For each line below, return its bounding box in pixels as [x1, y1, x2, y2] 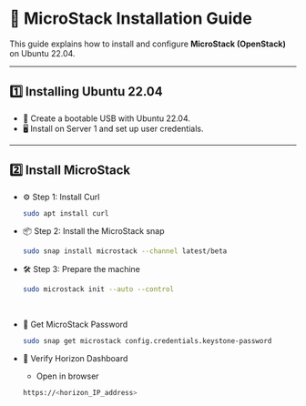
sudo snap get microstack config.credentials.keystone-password [22, 337, 272, 346]
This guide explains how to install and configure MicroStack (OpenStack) [9, 38, 287, 49]
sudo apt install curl [22, 208, 109, 218]
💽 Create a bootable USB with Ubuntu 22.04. [22, 113, 191, 124]
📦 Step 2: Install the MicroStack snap [22, 226, 166, 237]
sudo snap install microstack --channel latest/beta [22, 247, 228, 256]
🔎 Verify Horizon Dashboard [22, 353, 128, 364]
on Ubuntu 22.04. [9, 47, 76, 58]
